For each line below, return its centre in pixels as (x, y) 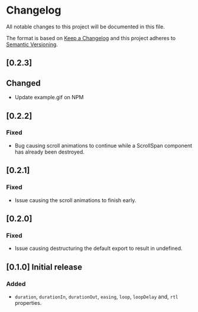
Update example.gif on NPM (49, 97)
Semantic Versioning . (32, 44)
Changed (23, 83)
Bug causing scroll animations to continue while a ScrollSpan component (103, 145)
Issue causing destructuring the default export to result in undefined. (98, 248)
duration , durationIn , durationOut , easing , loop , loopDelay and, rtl (96, 297)
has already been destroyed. (49, 152)
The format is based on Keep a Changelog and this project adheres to (91, 38)
